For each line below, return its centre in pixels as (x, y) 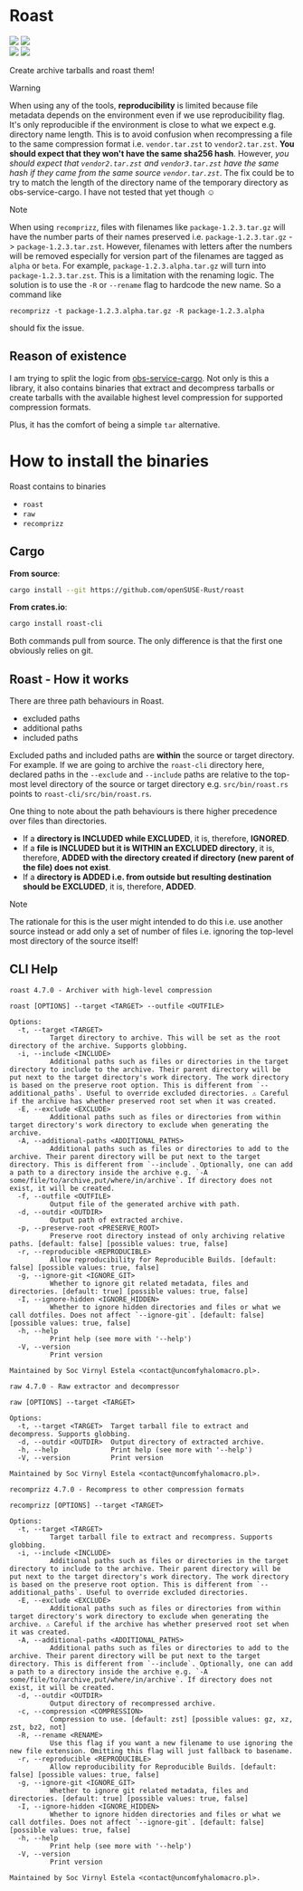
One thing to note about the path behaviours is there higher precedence (143, 811)
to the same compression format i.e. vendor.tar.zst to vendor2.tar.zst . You (152, 144)
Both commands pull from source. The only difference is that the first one (146, 641)
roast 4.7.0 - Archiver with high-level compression (111, 990)
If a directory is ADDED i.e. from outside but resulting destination (147, 877)
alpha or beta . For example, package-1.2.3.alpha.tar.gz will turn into (138, 265)
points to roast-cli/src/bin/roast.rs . (80, 794)
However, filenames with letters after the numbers (199, 246)
